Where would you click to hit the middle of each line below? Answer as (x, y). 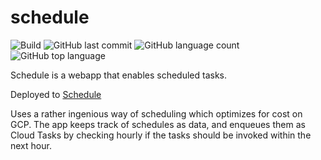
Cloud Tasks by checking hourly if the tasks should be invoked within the (161, 135)
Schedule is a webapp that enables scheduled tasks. (119, 75)
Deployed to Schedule (56, 94)
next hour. (31, 145)
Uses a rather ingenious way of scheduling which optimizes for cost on (156, 113)
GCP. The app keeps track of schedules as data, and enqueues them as (158, 124)
